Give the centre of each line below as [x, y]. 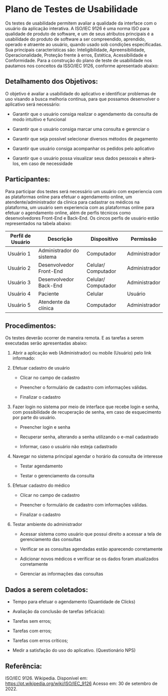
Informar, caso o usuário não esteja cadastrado [68, 447]
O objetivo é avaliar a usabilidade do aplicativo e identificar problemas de [81, 93]
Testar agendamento [41, 466]
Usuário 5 [19, 305]
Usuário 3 [19, 282]
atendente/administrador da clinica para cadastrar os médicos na [72, 202]
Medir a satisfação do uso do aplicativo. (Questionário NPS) [74, 650]
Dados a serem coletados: [47, 589]
